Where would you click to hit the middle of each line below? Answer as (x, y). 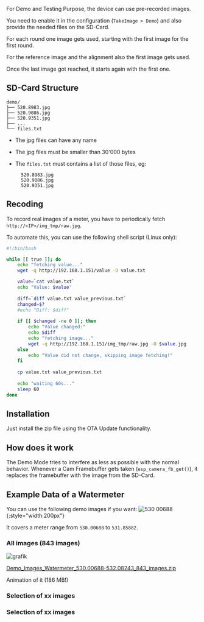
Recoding (25, 204)
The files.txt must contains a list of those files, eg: (81, 163)
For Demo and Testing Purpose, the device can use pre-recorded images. (99, 9)
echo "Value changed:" (57, 327)
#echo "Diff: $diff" (43, 310)
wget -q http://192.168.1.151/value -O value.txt (82, 270)
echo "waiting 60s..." (46, 383)
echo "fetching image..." (61, 338)
